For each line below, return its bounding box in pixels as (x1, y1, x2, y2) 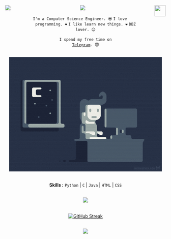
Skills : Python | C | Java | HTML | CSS (49, 182, 122, 188)
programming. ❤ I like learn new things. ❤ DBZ (35, 22, 136, 27)
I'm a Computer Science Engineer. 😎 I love (33, 16, 127, 21)
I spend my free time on (59, 37, 112, 42)
